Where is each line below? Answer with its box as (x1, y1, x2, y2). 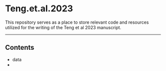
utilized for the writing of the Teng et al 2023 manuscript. (5, 24, 122, 30)
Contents (5, 43, 35, 52)
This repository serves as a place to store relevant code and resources (5, 19, 149, 25)
